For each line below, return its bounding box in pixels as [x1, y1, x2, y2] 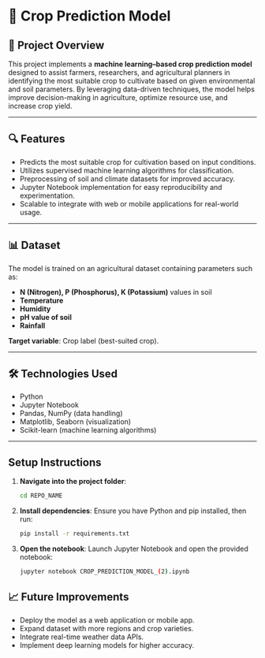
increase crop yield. [8, 102, 73, 110]
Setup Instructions [8, 455, 102, 469]
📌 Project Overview [8, 39, 105, 52]
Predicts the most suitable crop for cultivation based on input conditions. [19, 157, 256, 166]
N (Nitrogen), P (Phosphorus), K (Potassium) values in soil [19, 287, 213, 296]
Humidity [19, 303, 51, 314]
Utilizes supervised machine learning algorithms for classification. [19, 165, 234, 175]
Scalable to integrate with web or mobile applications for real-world [19, 199, 239, 208]
